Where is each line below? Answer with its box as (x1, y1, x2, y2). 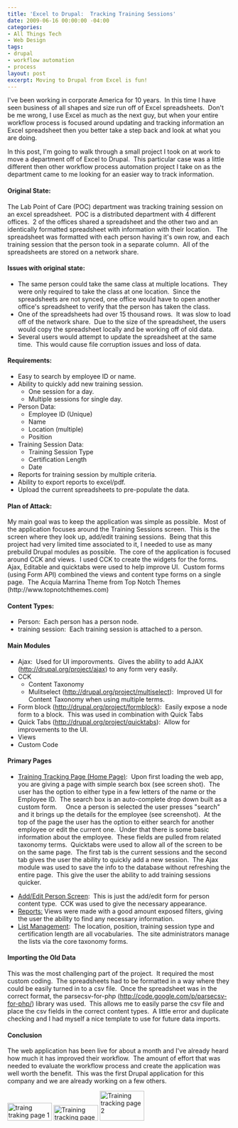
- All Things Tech (7, 30, 62, 38)
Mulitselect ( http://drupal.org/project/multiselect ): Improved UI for (28, 687, 223, 696)
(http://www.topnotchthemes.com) (7, 586, 109, 594)
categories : (7, 23, 43, 31)
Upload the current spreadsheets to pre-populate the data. (17, 485, 190, 494)
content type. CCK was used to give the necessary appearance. (17, 899, 207, 908)
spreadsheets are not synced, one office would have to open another (17, 294, 220, 303)
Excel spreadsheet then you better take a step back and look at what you (7, 126, 221, 135)
